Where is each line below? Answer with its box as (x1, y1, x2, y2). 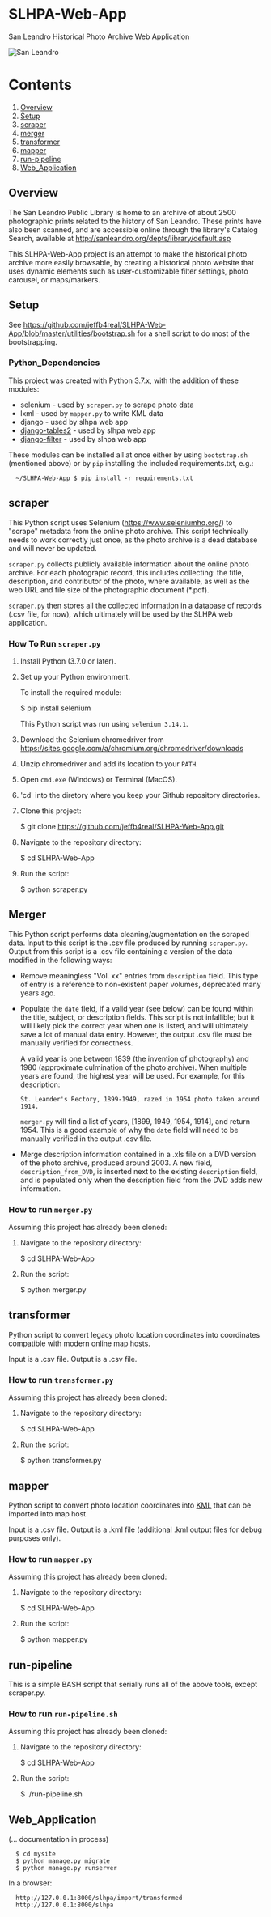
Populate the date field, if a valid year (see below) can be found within (19, 1003, 254, 1013)
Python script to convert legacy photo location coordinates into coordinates (8, 1330, 260, 1339)
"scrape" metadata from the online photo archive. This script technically (8, 526, 249, 536)
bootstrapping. (8, 337, 58, 346)
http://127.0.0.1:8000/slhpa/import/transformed (15, 1894, 183, 1902)
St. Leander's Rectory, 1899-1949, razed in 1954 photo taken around (19, 1095, 260, 1103)
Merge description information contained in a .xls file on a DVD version (19, 1149, 256, 1159)
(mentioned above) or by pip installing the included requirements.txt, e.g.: (8, 458, 254, 468)
